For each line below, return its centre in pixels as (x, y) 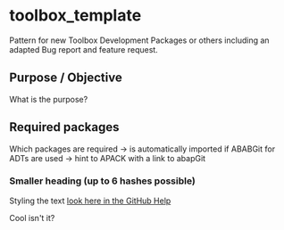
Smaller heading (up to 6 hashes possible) (103, 181)
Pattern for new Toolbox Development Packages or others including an (139, 40)
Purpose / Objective (66, 78)
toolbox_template (75, 16)
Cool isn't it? (32, 218)
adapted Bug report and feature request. (84, 49)
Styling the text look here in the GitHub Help (90, 201)
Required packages (64, 127)
